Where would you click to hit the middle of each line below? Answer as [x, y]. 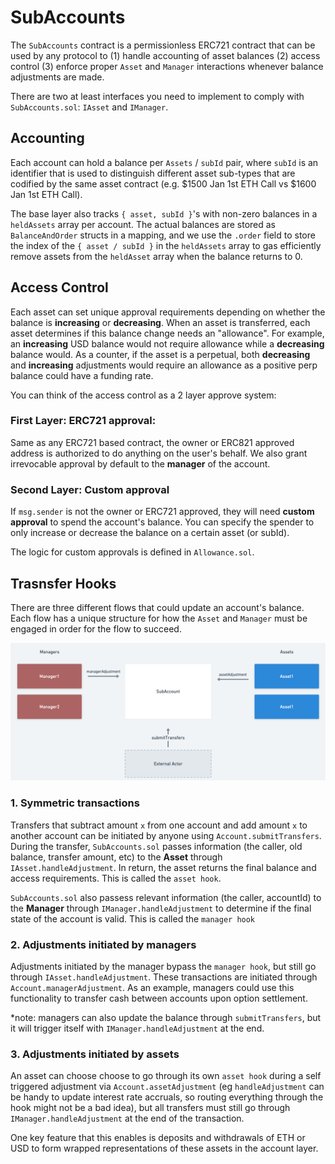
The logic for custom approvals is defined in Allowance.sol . [132, 552]
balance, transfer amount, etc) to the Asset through [116, 857]
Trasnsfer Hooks [63, 583]
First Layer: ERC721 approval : [83, 421]
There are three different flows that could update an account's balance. [157, 607]
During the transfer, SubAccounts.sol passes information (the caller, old [156, 846]
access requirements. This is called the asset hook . [116, 878]
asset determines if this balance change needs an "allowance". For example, [167, 333]
